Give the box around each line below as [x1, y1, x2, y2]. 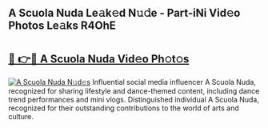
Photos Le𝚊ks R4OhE [8, 19, 116, 33]
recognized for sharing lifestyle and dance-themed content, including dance [8, 86, 260, 95]
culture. [8, 112, 34, 121]
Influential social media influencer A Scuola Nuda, [91, 78, 256, 86]
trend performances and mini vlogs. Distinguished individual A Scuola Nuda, [8, 95, 260, 104]
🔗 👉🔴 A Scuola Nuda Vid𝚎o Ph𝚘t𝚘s [8, 52, 190, 66]
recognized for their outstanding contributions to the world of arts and [8, 103, 239, 113]
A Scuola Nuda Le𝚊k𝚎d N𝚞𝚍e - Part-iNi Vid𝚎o [8, 6, 241, 20]
